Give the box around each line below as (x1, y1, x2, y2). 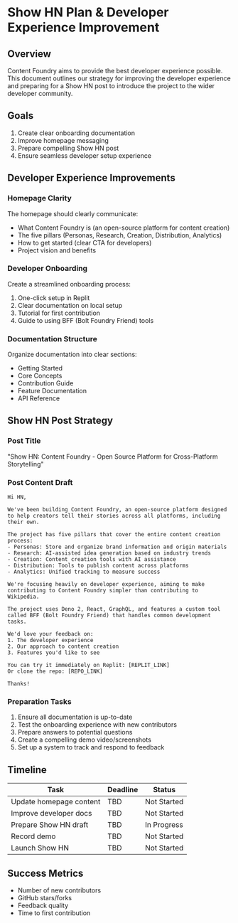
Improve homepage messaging (17, 136, 109, 144)
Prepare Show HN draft (11, 820, 89, 830)
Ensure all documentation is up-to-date (17, 713, 133, 722)
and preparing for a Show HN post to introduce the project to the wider (7, 82, 215, 90)
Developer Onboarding (7, 264, 87, 274)
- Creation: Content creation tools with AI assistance (7, 556, 176, 563)
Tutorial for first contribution (17, 309, 101, 317)
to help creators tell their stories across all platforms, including (7, 513, 221, 520)
